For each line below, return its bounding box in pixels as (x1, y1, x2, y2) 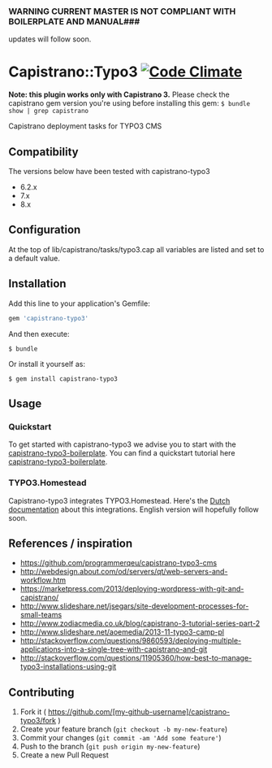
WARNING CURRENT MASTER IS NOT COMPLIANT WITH (8, 6, 236, 17)
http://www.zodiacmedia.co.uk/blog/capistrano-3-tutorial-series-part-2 (19, 618, 261, 628)
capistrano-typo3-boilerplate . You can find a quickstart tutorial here (8, 448, 235, 458)
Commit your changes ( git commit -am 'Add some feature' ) (19, 733, 222, 743)
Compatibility (8, 145, 79, 159)
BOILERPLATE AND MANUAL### (8, 15, 140, 27)
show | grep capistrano (8, 107, 89, 116)
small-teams (19, 610, 63, 620)
